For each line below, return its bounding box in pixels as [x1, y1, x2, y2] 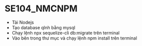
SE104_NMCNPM [4, 3, 78, 14]
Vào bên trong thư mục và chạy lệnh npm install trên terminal [11, 35, 138, 41]
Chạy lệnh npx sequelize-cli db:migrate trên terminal [11, 30, 120, 36]
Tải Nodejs [11, 19, 34, 25]
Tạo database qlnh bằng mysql [11, 24, 76, 30]
